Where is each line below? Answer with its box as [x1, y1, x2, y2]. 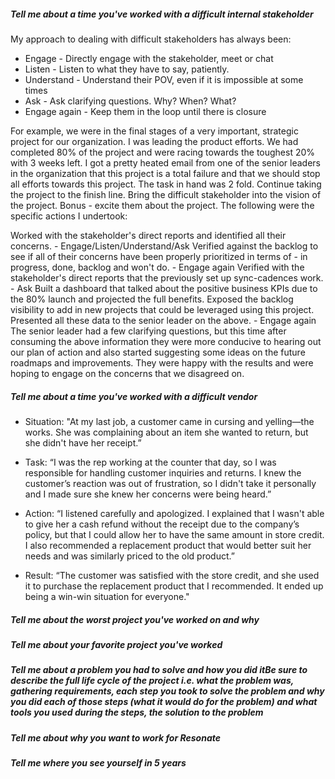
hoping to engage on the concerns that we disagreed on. [10, 367, 245, 379]
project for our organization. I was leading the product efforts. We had [10, 135, 299, 147]
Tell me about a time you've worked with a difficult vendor [10, 390, 258, 402]
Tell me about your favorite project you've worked [10, 638, 223, 650]
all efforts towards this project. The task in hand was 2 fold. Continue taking [10, 178, 322, 190]
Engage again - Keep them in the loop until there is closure [24, 105, 267, 117]
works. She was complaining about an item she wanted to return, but [24, 426, 309, 438]
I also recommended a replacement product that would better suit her [24, 539, 312, 551]
